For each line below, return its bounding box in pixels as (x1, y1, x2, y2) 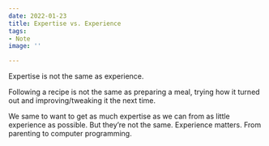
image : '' (8, 42, 42, 50)
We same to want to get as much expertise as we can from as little (8, 111, 231, 122)
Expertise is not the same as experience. (8, 71, 144, 81)
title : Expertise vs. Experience (8, 19, 122, 28)
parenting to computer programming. (8, 129, 132, 139)
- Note (8, 34, 31, 43)
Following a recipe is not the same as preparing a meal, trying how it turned (8, 87, 261, 97)
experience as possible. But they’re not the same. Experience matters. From (8, 120, 262, 130)
